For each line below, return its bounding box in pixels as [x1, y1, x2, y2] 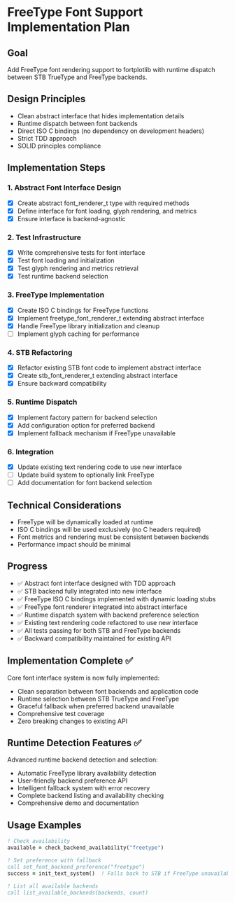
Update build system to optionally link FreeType [17, 470, 155, 479]
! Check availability [7, 838, 71, 845]
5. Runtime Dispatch [7, 397, 78, 407]
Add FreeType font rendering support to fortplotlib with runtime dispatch [7, 66, 215, 73]
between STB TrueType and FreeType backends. [7, 73, 148, 81]
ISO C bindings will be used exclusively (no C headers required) [17, 526, 201, 534]
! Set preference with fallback [7, 857, 101, 864]
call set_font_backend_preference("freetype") [7, 863, 145, 870]
